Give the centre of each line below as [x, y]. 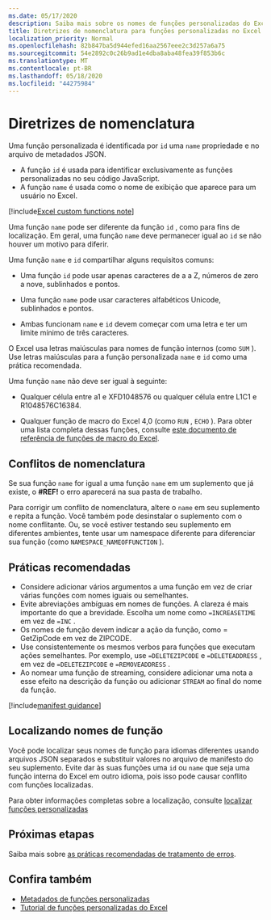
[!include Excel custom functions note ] [71, 212]
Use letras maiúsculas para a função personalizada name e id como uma [128, 357]
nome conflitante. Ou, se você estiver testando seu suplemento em [120, 525]
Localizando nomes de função [86, 731]
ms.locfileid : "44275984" [52, 83]
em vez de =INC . [48, 621]
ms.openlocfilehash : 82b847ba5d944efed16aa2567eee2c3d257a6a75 [117, 46]
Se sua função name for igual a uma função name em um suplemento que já [131, 483]
